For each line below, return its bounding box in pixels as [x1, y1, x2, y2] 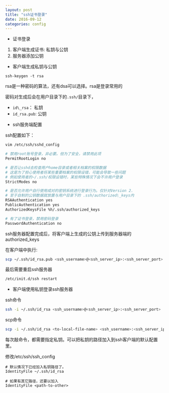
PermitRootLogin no [5, 156, 46, 161]
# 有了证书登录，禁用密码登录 [5, 216, 59, 221]
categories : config [5, 21, 46, 27]
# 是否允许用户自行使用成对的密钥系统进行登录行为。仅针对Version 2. [5, 188, 133, 193]
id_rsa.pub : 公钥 [12, 111, 47, 117]
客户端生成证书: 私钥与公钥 [12, 46, 68, 53]
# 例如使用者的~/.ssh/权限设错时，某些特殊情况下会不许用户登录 [5, 174, 123, 179]
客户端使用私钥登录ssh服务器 [12, 286, 73, 292]
